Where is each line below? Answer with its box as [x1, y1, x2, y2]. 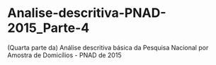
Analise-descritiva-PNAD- [7, 5, 166, 21]
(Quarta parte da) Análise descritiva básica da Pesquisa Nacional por [7, 43, 209, 52]
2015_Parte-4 [7, 20, 90, 36]
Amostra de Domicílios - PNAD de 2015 [7, 51, 122, 59]
